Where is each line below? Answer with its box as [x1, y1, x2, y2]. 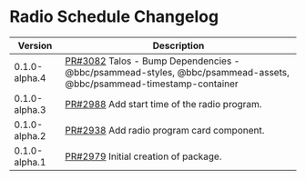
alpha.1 [14, 155, 46, 168]
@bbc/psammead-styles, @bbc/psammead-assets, [65, 65, 290, 78]
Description [152, 39, 205, 52]
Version [17, 39, 53, 52]
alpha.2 [14, 129, 46, 142]
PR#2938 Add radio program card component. [65, 124, 265, 136]
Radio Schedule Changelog [9, 6, 219, 27]
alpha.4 [14, 71, 46, 84]
